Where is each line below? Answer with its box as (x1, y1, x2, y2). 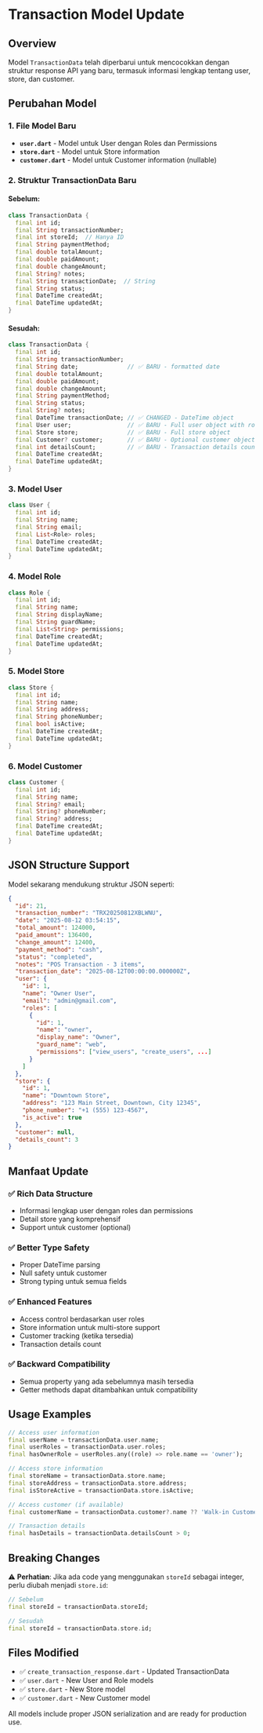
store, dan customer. (8, 75, 75, 83)
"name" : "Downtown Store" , (22, 1091, 110, 1100)
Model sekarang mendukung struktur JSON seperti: (8, 879, 175, 889)
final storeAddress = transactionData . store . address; (8, 1479, 188, 1487)
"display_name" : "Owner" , (36, 1033, 121, 1041)
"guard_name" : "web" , (36, 1040, 107, 1049)
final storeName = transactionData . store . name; (8, 1472, 167, 1480)
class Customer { (8, 778, 65, 786)
